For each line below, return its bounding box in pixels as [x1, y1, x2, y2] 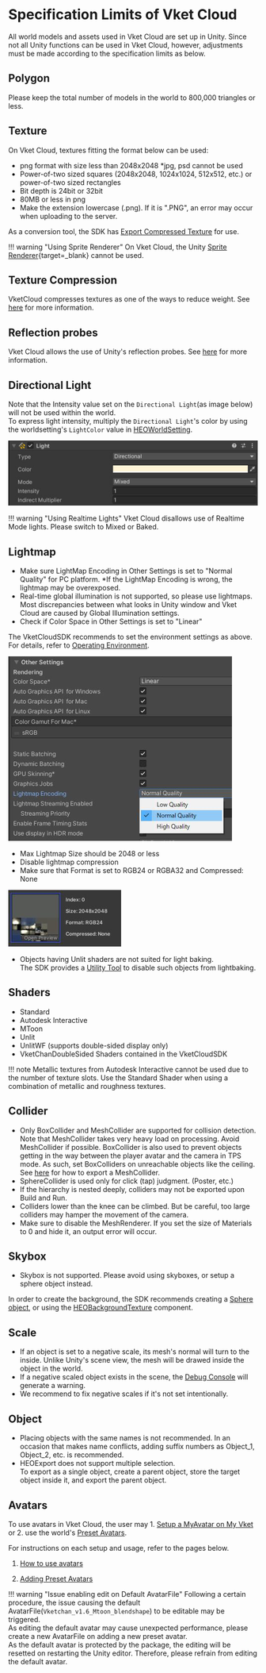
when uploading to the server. [19, 211, 118, 221]
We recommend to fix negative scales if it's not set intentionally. [19, 1389, 229, 1398]
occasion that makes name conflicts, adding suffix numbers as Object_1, [19, 1442, 255, 1452]
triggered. [8, 1614, 41, 1624]
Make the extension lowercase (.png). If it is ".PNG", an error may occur [19, 202, 253, 212]
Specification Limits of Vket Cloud [8, 6, 237, 24]
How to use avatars [19, 1558, 83, 1568]
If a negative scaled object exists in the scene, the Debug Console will [19, 1372, 249, 1382]
